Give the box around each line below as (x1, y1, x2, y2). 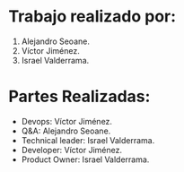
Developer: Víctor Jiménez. (21, 144, 123, 155)
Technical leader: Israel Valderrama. (21, 134, 155, 145)
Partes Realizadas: (8, 87, 151, 107)
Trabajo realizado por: (8, 6, 177, 27)
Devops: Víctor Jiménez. (21, 116, 113, 126)
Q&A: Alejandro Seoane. (21, 125, 111, 136)
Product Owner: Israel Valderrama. (21, 154, 150, 165)
